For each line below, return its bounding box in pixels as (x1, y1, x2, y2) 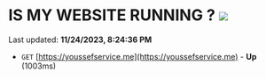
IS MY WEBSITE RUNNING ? (8, 5, 216, 25)
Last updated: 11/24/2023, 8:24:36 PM (8, 34, 153, 45)
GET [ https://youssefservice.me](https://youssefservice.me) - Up (20, 51, 257, 61)
